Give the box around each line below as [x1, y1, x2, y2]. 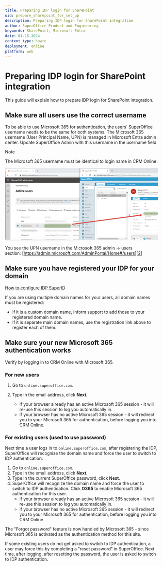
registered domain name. [12, 314, 62, 320]
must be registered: [5, 300, 45, 305]
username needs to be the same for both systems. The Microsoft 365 [5, 129, 144, 135]
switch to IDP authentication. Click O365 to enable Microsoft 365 [12, 486, 142, 491]
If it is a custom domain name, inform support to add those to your [12, 309, 145, 315]
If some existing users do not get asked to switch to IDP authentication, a [5, 541, 151, 547]
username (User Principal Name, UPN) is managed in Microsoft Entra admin [5, 134, 157, 140]
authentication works [5, 346, 71, 355]
